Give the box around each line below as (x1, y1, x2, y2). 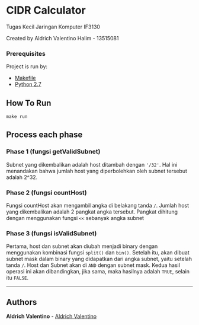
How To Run (6, 98, 52, 108)
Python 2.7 (14, 81, 41, 88)
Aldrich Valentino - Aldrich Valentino (6, 313, 97, 320)
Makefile (14, 75, 36, 82)
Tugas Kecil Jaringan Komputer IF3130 (6, 23, 101, 30)
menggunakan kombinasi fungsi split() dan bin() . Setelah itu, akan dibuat (6, 249, 190, 256)
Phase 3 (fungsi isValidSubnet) (6, 229, 97, 237)
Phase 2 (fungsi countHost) (6, 188, 87, 196)
